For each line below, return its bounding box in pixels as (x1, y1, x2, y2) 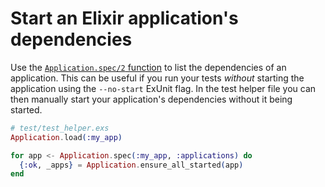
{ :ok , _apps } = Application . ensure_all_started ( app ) (19, 160, 244, 170)
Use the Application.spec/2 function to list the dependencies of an (10, 61, 287, 73)
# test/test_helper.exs (10, 123, 110, 133)
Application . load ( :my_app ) (10, 132, 123, 142)
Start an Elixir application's (10, 7, 239, 30)
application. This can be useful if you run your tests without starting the (10, 72, 305, 84)
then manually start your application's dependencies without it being (10, 93, 293, 105)
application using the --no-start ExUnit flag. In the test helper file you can (10, 82, 317, 94)
